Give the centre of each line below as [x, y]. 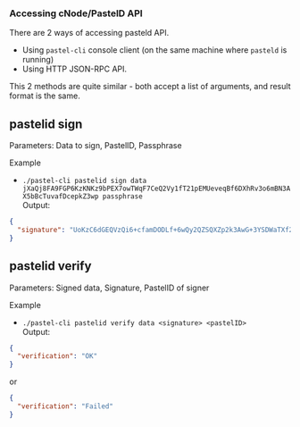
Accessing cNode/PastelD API [76, 13]
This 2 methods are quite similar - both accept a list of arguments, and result [150, 87]
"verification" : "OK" [58, 356]
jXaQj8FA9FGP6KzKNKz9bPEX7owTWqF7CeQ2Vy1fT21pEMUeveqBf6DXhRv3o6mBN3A [156, 189]
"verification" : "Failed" [66, 406]
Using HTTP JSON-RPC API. [75, 69]
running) [38, 60]
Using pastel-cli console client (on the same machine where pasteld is [154, 50]
